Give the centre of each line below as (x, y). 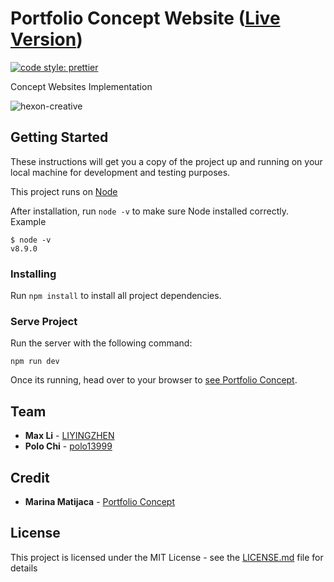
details (24, 568)
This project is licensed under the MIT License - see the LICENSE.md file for (167, 557)
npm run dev (35, 362)
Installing (33, 274)
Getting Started (59, 137)
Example (28, 221)
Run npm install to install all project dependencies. (116, 296)
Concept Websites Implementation (81, 86)
